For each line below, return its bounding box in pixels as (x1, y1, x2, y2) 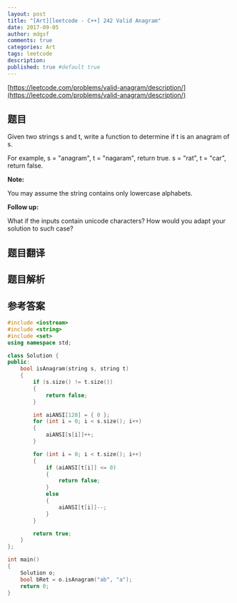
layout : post (7, 10, 46, 18)
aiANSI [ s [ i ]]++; (45, 431, 94, 439)
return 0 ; (20, 582, 50, 589)
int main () (7, 556, 40, 564)
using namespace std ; (7, 339, 72, 346)
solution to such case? (7, 224, 74, 233)
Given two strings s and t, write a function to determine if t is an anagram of (7, 133, 230, 141)
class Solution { (7, 352, 59, 359)
